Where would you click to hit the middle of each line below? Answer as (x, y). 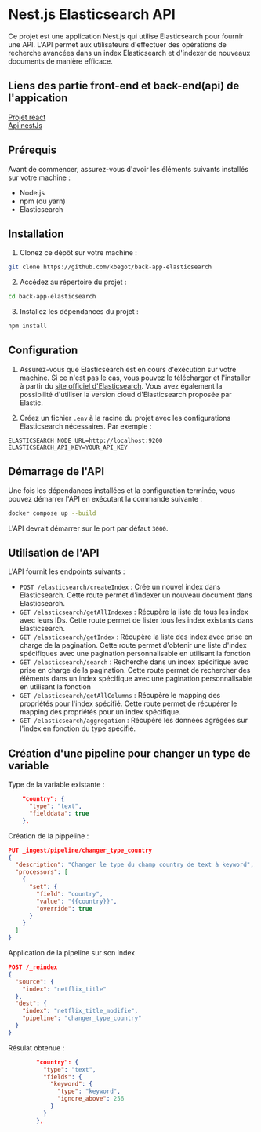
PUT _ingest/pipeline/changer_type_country (80, 850)
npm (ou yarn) (42, 201)
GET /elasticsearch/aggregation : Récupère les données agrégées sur (134, 721)
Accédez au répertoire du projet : (73, 282)
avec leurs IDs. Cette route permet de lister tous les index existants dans (136, 620)
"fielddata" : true (59, 813)
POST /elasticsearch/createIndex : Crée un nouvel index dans (120, 587)
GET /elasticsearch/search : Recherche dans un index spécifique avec (134, 662)
